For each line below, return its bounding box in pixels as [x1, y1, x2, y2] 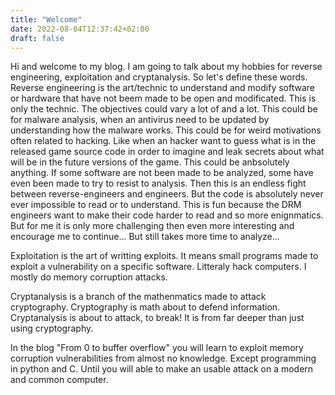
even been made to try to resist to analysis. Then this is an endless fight [10, 177, 307, 190]
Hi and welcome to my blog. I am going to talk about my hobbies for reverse [10, 61, 323, 73]
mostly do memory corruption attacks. [10, 271, 168, 283]
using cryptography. [10, 322, 94, 335]
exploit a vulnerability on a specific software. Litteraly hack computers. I [10, 261, 307, 273]
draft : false [10, 33, 65, 43]
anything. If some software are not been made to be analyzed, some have [10, 167, 314, 179]
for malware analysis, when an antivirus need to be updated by [10, 114, 270, 126]
